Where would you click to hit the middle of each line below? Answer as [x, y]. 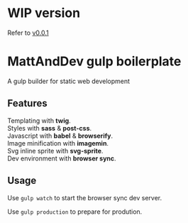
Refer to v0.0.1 [28, 33]
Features [27, 103]
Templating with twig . [39, 120]
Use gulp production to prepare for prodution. [75, 212]
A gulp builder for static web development [68, 81]
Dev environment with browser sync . [62, 158]
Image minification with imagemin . [58, 143]
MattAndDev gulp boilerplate [94, 61]
